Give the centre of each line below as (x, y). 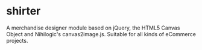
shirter (24, 11)
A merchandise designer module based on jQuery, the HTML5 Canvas (93, 28)
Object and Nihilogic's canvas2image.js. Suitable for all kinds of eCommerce (101, 34)
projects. (17, 40)
